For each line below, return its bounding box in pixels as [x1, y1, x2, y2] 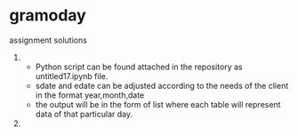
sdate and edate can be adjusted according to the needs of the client [35, 80, 289, 91]
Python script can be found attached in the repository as [35, 61, 243, 72]
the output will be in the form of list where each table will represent [35, 99, 281, 109]
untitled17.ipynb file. [35, 70, 109, 81]
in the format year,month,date [35, 90, 145, 100]
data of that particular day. [35, 108, 133, 119]
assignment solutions [9, 35, 87, 45]
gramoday [9, 5, 86, 26]
